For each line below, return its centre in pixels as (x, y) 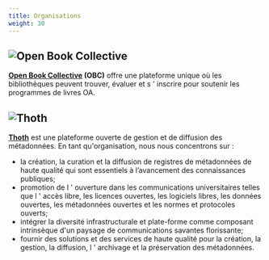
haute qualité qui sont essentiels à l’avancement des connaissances (133, 170)
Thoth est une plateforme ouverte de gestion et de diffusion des (116, 137)
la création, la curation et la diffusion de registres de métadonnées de (136, 161)
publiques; (38, 179)
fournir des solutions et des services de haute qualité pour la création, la (140, 239)
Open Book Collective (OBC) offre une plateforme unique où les (115, 75)
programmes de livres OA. (52, 93)
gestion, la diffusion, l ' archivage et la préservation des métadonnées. (137, 248)
